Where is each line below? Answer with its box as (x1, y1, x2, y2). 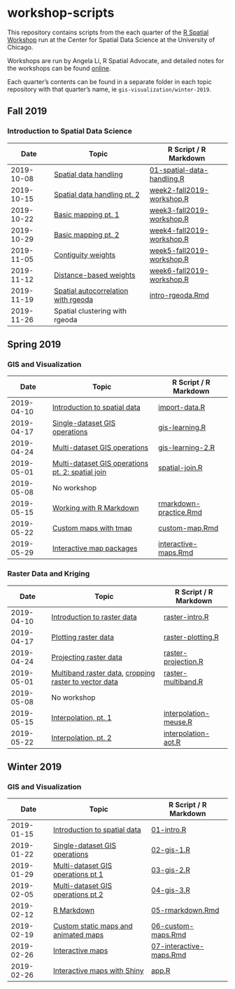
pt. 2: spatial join (52, 467, 107, 477)
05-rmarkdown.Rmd (151, 906, 220, 915)
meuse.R (163, 717, 192, 726)
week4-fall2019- (149, 226, 209, 235)
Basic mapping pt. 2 (53, 230, 120, 240)
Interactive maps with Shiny (52, 966, 144, 976)
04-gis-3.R (151, 885, 190, 895)
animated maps (52, 930, 104, 940)
